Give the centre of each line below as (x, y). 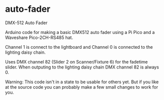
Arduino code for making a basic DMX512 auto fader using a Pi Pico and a (80, 32)
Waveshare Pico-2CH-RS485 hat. (39, 37)
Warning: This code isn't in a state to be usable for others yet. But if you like (82, 82)
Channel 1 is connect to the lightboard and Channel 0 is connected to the (79, 47)
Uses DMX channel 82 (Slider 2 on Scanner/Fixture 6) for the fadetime (76, 62)
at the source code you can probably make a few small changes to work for (82, 87)
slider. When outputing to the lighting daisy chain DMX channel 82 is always (82, 67)
